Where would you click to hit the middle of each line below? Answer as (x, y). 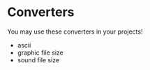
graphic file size (40, 52)
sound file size (38, 59)
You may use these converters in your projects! (75, 31)
